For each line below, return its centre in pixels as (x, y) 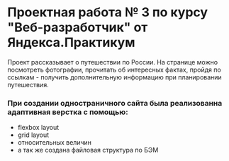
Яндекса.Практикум (71, 43)
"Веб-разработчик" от (78, 27)
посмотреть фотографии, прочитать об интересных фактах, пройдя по (114, 70)
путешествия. (28, 84)
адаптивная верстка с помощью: (68, 112)
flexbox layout (38, 128)
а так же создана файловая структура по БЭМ (88, 150)
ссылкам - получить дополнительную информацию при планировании (114, 77)
